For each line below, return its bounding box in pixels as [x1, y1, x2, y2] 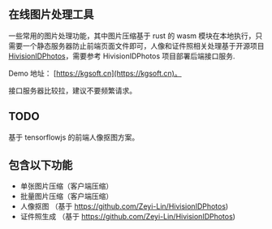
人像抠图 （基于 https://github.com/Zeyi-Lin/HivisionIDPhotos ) [19, 201, 229, 211]
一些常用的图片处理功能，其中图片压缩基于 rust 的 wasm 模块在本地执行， [8, 31, 256, 41]
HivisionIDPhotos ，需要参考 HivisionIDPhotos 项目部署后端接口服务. [8, 51, 235, 61]
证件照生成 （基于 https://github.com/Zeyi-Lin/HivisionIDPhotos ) [19, 212, 235, 222]
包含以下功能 [8, 158, 73, 172]
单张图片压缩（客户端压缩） [19, 181, 114, 191]
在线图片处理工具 [8, 7, 94, 22]
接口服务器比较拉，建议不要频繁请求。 [8, 85, 136, 95]
